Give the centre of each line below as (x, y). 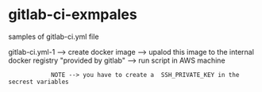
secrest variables (39, 82)
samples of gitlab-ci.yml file (54, 36)
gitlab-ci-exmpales (73, 15)
